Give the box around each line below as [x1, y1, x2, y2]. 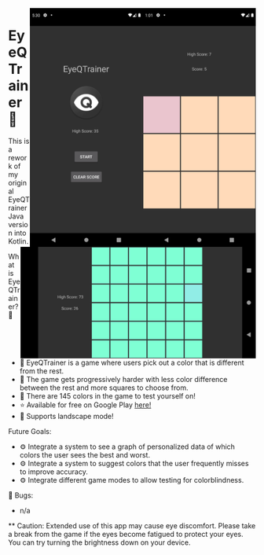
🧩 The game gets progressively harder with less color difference [19, 374, 228, 384]
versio [8, 219, 29, 229]
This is [8, 136, 30, 145]
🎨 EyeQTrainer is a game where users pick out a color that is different [19, 358, 245, 367]
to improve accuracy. [19, 467, 88, 476]
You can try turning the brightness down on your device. [8, 538, 191, 547]
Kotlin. [8, 236, 29, 246]
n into [8, 228, 27, 237]
